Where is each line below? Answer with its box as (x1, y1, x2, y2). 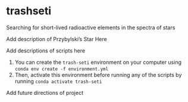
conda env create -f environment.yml (14, 66, 109, 72)
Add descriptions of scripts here (6, 47, 85, 54)
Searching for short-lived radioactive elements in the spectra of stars (6, 24, 176, 31)
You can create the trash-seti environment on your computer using (14, 58, 182, 66)
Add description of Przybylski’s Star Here (6, 35, 107, 42)
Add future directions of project (6, 89, 83, 96)
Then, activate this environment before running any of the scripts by (14, 71, 182, 78)
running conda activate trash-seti (14, 78, 102, 85)
